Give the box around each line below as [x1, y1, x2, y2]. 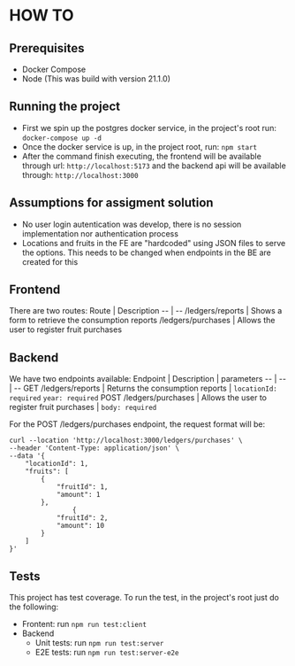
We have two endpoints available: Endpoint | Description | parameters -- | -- [9, 374, 287, 384]
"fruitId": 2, [56, 514, 109, 523]
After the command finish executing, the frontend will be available [21, 151, 262, 161]
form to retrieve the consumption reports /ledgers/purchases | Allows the [9, 315, 276, 326]
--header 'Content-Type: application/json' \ [9, 444, 179, 453]
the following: [9, 601, 59, 612]
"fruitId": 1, [56, 483, 109, 492]
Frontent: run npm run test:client [21, 619, 147, 630]
